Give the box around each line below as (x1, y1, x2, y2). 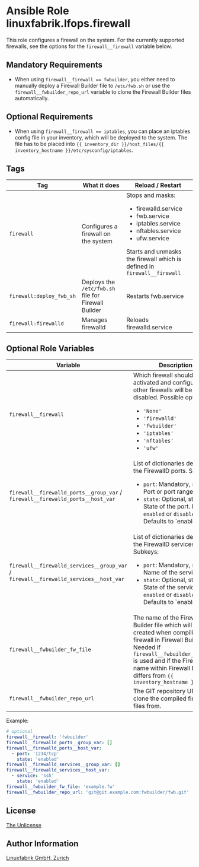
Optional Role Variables (6, 343, 95, 354)
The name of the (133, 614, 179, 622)
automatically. (14, 94, 49, 101)
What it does (82, 181, 120, 189)
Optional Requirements (6, 112, 94, 122)
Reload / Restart (134, 181, 182, 189)
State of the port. (143, 503, 191, 511)
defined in (126, 262, 155, 271)
